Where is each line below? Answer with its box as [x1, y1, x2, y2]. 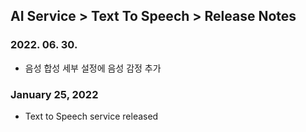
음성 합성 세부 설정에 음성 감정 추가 [24, 62, 162, 74]
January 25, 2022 [10, 87, 99, 101]
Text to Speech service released [24, 110, 159, 122]
